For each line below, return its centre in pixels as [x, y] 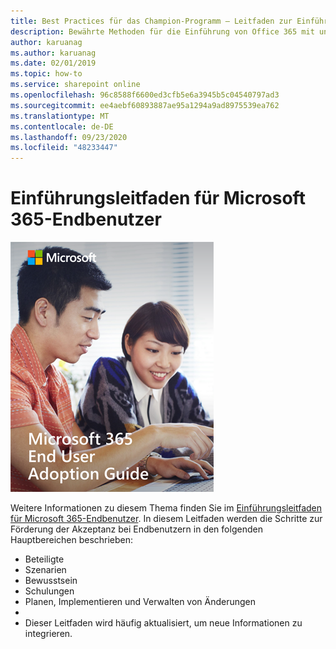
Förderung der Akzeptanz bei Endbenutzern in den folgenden [136, 529]
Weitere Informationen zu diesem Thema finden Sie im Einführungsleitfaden [166, 508]
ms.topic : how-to [46, 74]
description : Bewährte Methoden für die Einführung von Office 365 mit [162, 31]
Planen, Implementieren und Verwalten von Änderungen [140, 602]
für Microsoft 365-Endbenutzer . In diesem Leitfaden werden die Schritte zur [166, 519]
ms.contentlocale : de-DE [62, 126]
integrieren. [48, 634]
